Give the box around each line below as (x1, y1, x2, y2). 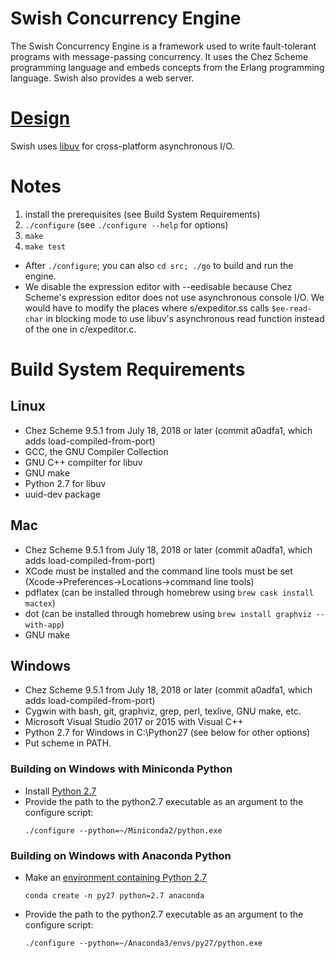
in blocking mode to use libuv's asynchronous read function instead (45, 312, 325, 324)
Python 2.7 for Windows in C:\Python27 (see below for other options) (24, 727, 311, 739)
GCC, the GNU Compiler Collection (24, 445, 169, 457)
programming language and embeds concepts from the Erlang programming (10, 61, 325, 73)
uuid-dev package (24, 488, 101, 500)
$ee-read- (271, 303, 313, 314)
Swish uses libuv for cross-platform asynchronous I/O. (10, 140, 235, 152)
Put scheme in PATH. (24, 737, 112, 749)
